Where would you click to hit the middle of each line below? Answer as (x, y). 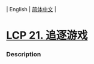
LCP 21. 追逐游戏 (47, 36)
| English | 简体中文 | (31, 9)
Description (24, 55)
